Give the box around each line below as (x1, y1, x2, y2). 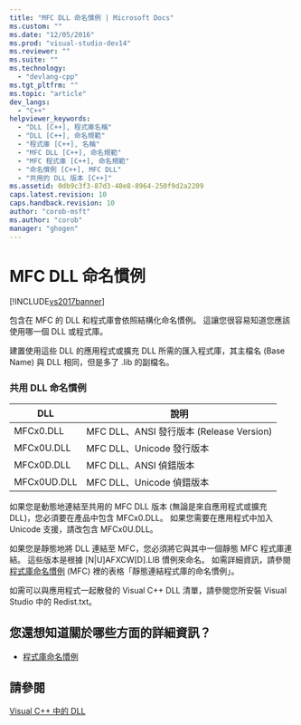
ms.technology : (9, 64, 67, 73)
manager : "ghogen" (9, 224, 79, 233)
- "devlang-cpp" (17, 72, 79, 82)
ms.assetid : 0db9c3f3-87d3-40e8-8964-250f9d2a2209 (9, 182, 204, 191)
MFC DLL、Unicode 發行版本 (86, 441, 210, 454)
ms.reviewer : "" (9, 47, 71, 56)
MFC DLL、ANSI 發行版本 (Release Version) (86, 425, 273, 438)
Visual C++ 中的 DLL (9, 706, 86, 717)
